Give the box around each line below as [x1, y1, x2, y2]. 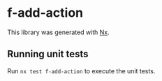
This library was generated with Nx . [7, 28, 110, 36]
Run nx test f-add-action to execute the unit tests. [7, 66, 156, 75]
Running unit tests [7, 48, 89, 60]
